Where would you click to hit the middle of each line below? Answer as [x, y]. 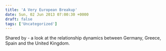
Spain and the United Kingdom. [38, 43]
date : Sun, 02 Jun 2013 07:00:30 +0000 [47, 14]
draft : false [19, 19]
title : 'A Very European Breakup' [41, 10]
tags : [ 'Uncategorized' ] [31, 24]
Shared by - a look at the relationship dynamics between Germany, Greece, [83, 38]
